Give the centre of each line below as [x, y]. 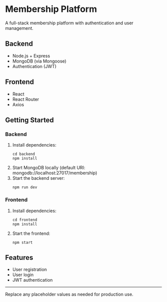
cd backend [24, 154]
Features [19, 258]
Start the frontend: [31, 233]
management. [19, 28]
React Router [26, 99]
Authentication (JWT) [34, 66]
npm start [23, 242]
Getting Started [30, 120]
